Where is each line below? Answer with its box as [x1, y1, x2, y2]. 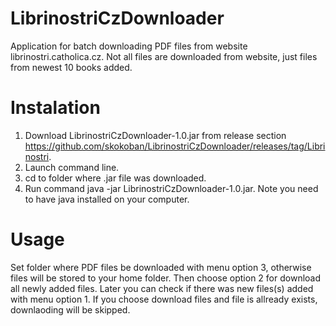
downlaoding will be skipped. [10, 303, 131, 316]
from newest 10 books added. [10, 61, 133, 73]
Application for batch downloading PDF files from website [10, 40, 248, 52]
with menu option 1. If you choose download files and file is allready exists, [10, 293, 318, 305]
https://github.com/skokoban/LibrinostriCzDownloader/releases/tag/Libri [24, 140, 326, 152]
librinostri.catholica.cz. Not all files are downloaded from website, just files [10, 50, 318, 62]
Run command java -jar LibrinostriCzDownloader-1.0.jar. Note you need [24, 182, 319, 194]
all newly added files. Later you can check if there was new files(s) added [10, 282, 314, 294]
